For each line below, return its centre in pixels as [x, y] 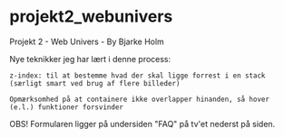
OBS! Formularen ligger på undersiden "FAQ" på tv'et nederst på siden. [142, 124]
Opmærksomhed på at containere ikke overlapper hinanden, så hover [140, 99]
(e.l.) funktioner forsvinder [67, 107]
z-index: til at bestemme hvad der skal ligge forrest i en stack [137, 75]
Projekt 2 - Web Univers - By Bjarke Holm [87, 41]
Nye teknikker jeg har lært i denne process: [90, 59]
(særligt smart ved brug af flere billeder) [95, 83]
